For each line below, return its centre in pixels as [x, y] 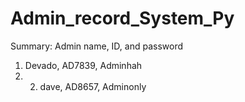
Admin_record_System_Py [122, 18]
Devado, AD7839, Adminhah [83, 65]
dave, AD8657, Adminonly [93, 86]
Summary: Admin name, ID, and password [97, 46]
